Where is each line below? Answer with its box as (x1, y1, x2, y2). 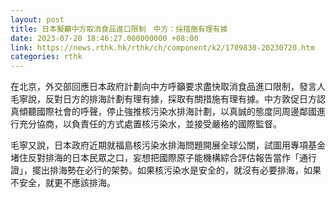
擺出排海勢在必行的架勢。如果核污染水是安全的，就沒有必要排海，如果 (31, 164, 322, 176)
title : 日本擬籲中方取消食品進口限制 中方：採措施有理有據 (10, 24, 228, 34)
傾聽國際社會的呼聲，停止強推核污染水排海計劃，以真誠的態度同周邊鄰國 (18, 106, 317, 118)
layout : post (10, 14, 65, 25)
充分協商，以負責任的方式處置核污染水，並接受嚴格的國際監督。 (18, 118, 282, 130)
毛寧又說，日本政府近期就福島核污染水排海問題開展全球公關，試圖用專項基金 (10, 139, 326, 151)
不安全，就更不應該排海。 (10, 177, 116, 189)
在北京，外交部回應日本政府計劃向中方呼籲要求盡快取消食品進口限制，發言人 (10, 81, 326, 93)
